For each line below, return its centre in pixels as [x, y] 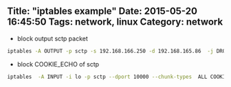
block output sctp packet [52, 38]
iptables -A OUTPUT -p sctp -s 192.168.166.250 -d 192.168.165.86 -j [110, 51]
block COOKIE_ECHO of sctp [58, 64]
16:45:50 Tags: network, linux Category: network [115, 22]
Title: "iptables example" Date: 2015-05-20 [102, 11]
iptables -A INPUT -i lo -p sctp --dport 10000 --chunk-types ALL [107, 77]
